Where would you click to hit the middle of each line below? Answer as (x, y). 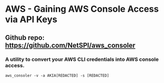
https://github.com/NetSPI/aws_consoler (70, 45)
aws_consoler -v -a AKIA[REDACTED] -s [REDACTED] (57, 75)
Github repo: (25, 38)
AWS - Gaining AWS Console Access (82, 9)
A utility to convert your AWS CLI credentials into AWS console (82, 59)
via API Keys (31, 19)
